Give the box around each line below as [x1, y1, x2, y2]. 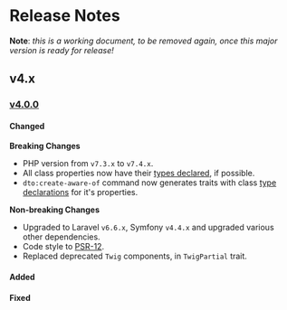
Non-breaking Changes [9, 204, 100, 215]
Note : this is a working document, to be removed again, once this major [9, 35, 278, 46]
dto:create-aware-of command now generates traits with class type [22, 177, 277, 188]
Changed [9, 120, 45, 131]
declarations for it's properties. [22, 187, 139, 198]
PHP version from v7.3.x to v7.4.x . [22, 158, 154, 169]
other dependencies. [22, 231, 101, 242]
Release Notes [9, 5, 120, 26]
